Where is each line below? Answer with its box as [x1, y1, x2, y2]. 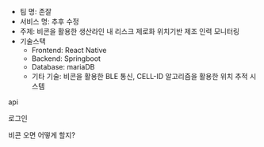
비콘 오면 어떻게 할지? [8, 130, 75, 140]
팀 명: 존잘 [19, 7, 52, 16]
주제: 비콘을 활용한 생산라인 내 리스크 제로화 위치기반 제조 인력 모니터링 [19, 27, 240, 36]
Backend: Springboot [31, 54, 101, 63]
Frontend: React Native [31, 46, 107, 55]
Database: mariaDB [31, 62, 95, 71]
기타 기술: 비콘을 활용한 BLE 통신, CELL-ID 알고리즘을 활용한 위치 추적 [31, 72, 248, 81]
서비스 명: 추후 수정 [19, 17, 79, 26]
